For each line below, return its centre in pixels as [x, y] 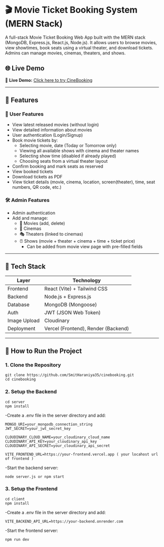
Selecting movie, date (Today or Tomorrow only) [68, 146]
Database [19, 304]
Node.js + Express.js [68, 297]
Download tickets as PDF [37, 177]
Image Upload [24, 321]
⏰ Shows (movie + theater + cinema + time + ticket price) [77, 241]
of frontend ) [20, 459]
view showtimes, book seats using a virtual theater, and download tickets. [79, 48]
